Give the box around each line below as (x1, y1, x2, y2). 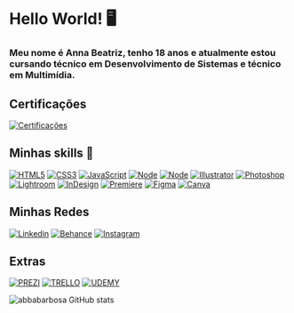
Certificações (9, 96, 87, 111)
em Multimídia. (9, 69, 75, 82)
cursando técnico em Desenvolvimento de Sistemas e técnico (9, 58, 282, 70)
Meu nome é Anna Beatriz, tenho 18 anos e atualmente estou (9, 47, 276, 60)
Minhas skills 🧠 (9, 146, 94, 161)
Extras (9, 253, 46, 269)
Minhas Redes (9, 205, 90, 220)
